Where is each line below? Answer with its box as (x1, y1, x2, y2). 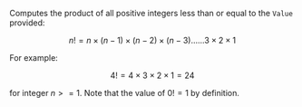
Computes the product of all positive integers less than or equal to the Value (9, 8, 293, 18)
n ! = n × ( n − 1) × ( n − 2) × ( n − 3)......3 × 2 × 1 (68, 35, 237, 45)
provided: (9, 17, 45, 28)
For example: (9, 53, 59, 63)
